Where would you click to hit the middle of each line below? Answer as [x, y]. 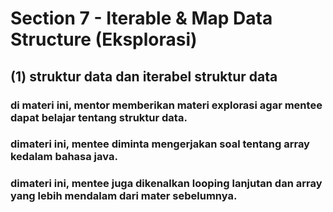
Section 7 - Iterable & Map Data [141, 18]
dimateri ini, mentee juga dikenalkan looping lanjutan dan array [166, 184]
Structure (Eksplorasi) [104, 39]
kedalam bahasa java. [64, 157]
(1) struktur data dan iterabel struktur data [144, 76]
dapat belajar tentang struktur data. [99, 117]
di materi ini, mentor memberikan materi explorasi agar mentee [166, 105]
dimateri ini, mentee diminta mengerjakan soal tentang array [160, 144]
